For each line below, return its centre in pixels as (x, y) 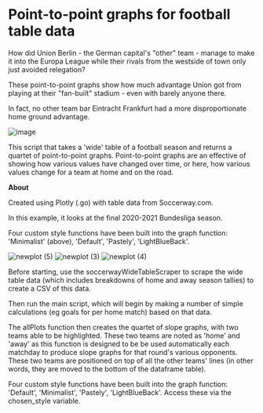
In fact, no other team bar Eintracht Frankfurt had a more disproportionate (128, 108)
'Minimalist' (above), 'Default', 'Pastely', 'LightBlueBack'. (99, 241)
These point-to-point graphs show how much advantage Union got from (125, 85)
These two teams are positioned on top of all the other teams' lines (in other (131, 360)
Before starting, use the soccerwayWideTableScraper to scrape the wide (126, 272)
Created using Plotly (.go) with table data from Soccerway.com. (111, 203)
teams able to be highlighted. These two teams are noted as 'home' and (124, 335)
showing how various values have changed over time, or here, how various (129, 163)
